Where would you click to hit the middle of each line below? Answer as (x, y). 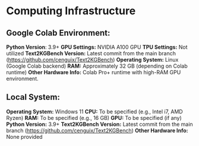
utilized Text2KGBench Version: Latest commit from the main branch (91, 53)
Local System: (33, 97)
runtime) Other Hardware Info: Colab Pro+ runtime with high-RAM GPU (94, 72)
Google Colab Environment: (58, 33)
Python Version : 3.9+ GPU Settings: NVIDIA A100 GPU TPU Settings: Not (97, 47)
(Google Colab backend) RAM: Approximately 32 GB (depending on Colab (97, 66)
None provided (24, 137)
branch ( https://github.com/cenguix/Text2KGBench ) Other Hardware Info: (97, 130)
